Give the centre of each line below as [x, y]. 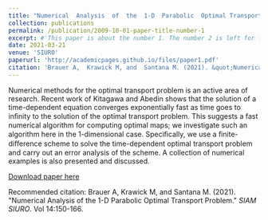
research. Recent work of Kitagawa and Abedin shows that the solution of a [132, 98]
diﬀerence [25, 143]
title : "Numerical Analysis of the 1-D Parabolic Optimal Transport [135, 16]
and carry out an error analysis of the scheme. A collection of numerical [126, 152]
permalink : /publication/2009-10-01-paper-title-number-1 [106, 30]
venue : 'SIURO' [33, 53]
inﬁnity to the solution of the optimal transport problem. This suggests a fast [133, 116]
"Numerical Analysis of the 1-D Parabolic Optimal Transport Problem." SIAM [132, 200]
